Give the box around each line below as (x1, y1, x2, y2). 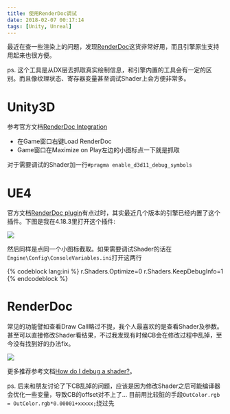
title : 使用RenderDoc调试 (7, 10, 78, 17)
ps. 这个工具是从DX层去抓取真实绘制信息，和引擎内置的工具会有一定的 (7, 66, 207, 74)
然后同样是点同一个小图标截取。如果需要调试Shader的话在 (7, 245, 172, 253)
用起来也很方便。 (7, 51, 56, 59)
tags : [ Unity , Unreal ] (7, 23, 72, 30)
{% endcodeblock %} (7, 275, 69, 283)
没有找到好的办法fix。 (12, 340, 75, 348)
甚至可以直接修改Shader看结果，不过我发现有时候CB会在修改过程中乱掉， (7, 331, 216, 340)
